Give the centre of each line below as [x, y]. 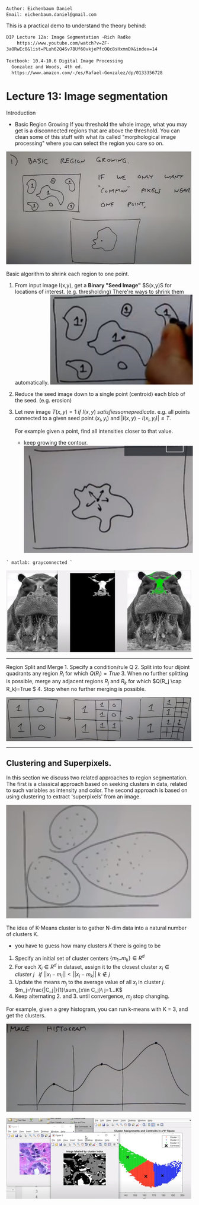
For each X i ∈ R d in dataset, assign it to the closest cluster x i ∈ [92, 967]
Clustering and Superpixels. [59, 763]
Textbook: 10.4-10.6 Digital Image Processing [65, 61]
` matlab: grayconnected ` [39, 563]
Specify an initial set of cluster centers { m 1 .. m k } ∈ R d [80, 958]
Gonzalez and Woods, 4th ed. [47, 67]
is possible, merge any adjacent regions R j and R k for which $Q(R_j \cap [94, 682]
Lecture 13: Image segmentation [87, 96]
